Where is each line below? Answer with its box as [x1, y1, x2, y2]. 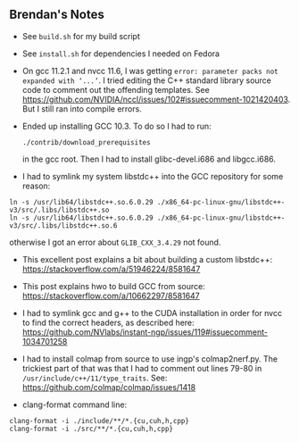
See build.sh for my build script [21, 30, 140, 41]
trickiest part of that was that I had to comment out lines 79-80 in [21, 363, 262, 373]
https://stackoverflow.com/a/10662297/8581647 [21, 290, 201, 301]
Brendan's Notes [9, 7, 104, 22]
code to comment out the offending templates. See [21, 84, 210, 95]
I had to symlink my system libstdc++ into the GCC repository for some [21, 171, 284, 181]
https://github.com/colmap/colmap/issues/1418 [21, 381, 196, 392]
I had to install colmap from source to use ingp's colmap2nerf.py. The [21, 353, 278, 364]
